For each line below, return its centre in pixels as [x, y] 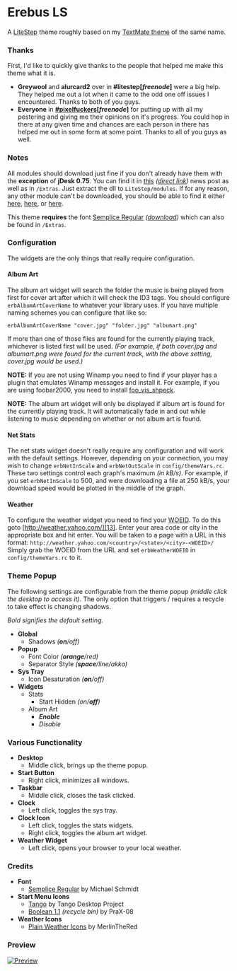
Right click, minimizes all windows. [79, 780]
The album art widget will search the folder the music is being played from [116, 290]
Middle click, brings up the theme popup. [88, 765]
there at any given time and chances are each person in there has [113, 124]
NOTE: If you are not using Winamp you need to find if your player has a [112, 375]
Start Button [36, 773]
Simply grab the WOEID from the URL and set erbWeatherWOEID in [102, 550]
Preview [22, 945]
